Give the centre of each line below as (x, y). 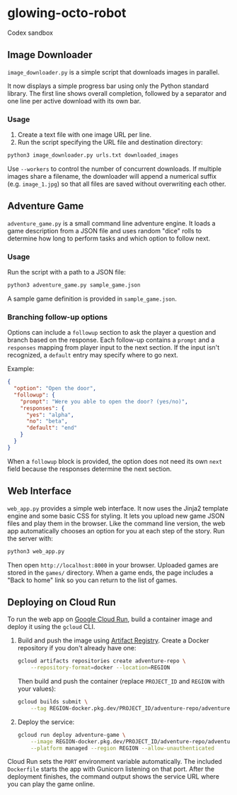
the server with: (30, 538)
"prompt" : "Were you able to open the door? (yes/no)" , (104, 401)
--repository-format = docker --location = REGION (100, 668)
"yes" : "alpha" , (50, 415)
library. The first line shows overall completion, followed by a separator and (117, 93)
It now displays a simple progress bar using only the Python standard (108, 86)
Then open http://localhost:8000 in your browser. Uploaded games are (113, 565)
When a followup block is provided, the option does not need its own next (115, 461)
